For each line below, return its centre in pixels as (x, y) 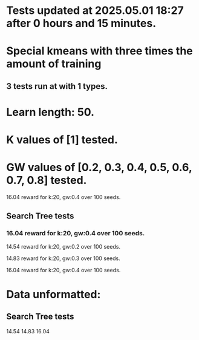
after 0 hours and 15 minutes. (81, 23)
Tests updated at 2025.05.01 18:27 (95, 11)
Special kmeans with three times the (100, 51)
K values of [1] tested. (62, 140)
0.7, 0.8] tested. (47, 181)
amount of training (54, 64)
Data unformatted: (54, 294)
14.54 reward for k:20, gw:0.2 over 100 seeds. (64, 246)
